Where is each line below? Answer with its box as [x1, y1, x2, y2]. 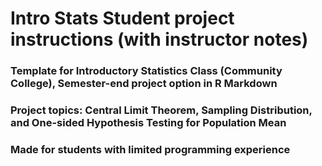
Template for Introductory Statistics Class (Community [10, 64, 283, 78]
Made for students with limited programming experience [10, 142, 291, 156]
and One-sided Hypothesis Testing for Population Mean [10, 116, 287, 130]
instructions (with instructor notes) [10, 28, 309, 51]
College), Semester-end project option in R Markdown [10, 77, 278, 91]
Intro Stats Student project [10, 7, 235, 30]
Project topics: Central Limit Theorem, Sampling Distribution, [10, 103, 313, 117]
